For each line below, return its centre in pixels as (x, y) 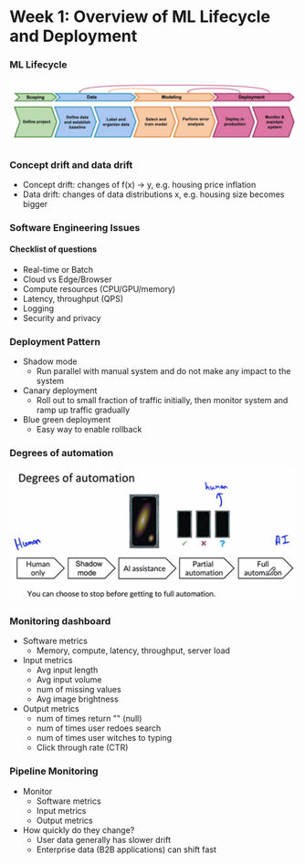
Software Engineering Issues (75, 227)
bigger (35, 203)
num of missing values (79, 690)
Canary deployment (60, 390)
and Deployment (74, 36)
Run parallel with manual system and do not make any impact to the (163, 371)
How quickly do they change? (79, 830)
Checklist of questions (53, 249)
